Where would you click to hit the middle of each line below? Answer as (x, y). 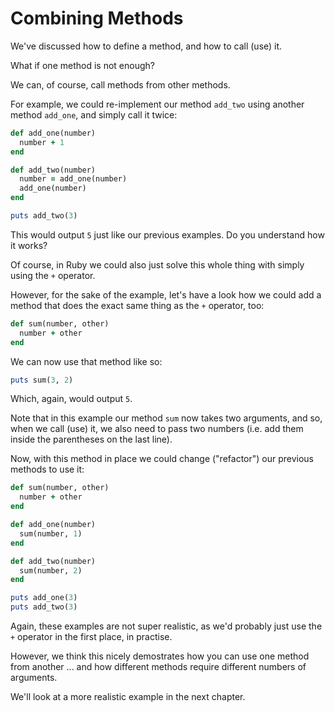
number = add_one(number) (73, 179)
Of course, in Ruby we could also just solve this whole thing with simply (157, 264)
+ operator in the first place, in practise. (91, 637)
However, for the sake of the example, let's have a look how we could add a (166, 294)
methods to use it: (47, 469)
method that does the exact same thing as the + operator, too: (137, 305)
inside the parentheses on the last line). (91, 439)
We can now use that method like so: (86, 361)
